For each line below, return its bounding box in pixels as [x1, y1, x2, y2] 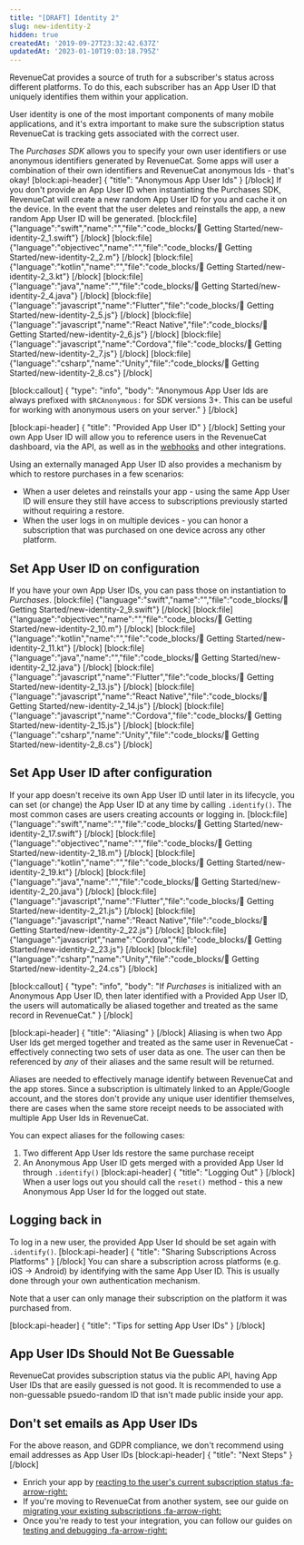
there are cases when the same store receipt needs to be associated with [9, 1102, 284, 1113]
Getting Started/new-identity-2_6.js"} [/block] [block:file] [9, 329, 221, 340]
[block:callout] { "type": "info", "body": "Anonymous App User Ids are [9, 385, 269, 396]
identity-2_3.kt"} [9, 271, 70, 282]
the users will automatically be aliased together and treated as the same [9, 999, 279, 1010]
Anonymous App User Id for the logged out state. [22, 1186, 207, 1196]
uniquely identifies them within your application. [9, 92, 189, 103]
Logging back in [9, 1213, 103, 1228]
